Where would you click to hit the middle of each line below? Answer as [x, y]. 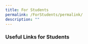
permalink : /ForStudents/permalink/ [44, 15]
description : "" [22, 19]
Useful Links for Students [37, 37]
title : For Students [27, 10]
